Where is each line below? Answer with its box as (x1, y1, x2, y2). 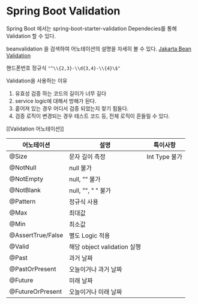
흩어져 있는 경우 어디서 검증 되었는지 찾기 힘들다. (14, 105, 129, 112)
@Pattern (9, 197, 36, 205)
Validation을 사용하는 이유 (6, 77, 68, 84)
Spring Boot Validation (6, 4, 121, 18)
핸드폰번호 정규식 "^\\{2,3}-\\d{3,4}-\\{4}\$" (6, 64, 121, 71)
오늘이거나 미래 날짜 (68, 287, 122, 296)
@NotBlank (9, 186, 41, 194)
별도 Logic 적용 (68, 231, 110, 240)
